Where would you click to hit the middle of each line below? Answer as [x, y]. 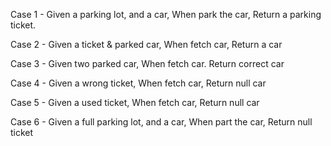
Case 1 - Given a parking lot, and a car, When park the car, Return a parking [166, 14]
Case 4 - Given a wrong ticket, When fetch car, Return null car [138, 83]
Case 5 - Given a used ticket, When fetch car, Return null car [135, 102]
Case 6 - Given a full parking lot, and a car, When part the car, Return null [161, 122]
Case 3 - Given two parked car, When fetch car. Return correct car [147, 63]
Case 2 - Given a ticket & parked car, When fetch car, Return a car [146, 44]
